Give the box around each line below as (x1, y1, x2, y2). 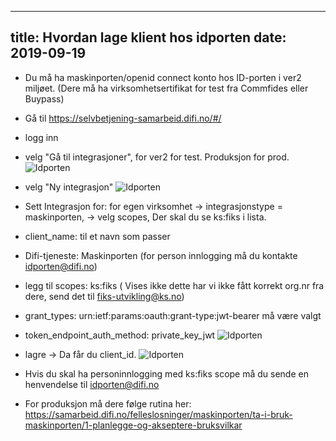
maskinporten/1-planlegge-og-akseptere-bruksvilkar (24, 419, 243, 431)
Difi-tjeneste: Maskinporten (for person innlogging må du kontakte (24, 249, 298, 261)
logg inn (24, 131, 59, 143)
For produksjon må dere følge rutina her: (24, 397, 192, 410)
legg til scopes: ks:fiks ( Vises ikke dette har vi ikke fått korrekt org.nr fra (24, 279, 325, 291)
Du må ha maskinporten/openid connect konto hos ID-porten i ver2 (24, 71, 302, 83)
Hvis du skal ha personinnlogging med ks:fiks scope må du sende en (24, 367, 309, 380)
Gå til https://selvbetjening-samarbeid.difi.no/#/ (24, 112, 222, 124)
